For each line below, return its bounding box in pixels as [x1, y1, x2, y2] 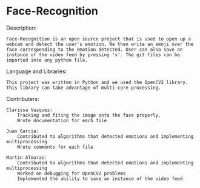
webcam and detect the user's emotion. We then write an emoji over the [6, 41, 194, 47]
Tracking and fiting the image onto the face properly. [17, 112, 162, 118]
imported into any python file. [6, 57, 88, 63]
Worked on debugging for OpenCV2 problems [17, 170, 126, 177]
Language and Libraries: [6, 68, 67, 75]
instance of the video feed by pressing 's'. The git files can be [6, 51, 181, 58]
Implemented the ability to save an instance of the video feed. [17, 175, 186, 182]
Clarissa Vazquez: [6, 107, 53, 113]
